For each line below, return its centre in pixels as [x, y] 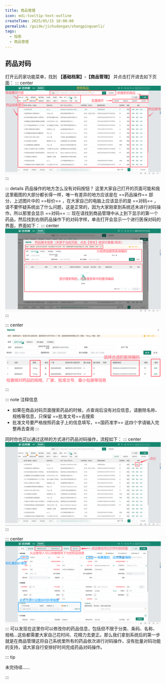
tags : [11, 31]
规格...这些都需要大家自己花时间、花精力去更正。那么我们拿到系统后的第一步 [83, 635]
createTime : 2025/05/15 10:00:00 [40, 21]
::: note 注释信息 [21, 399]
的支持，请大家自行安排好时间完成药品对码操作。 [55, 647]
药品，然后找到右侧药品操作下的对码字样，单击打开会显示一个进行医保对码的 [83, 219]
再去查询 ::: [28, 428]
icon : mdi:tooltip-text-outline [38, 16]
